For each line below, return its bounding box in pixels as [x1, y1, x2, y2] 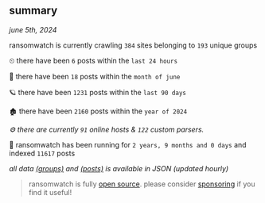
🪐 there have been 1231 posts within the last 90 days [9, 87, 186, 97]
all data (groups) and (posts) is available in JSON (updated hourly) [9, 163, 229, 173]
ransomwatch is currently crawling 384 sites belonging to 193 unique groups [9, 40, 258, 50]
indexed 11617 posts [9, 148, 76, 158]
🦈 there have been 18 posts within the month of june [9, 71, 181, 81]
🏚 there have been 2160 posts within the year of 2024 [9, 106, 188, 116]
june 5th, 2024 [9, 25, 57, 34]
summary [9, 4, 58, 17]
